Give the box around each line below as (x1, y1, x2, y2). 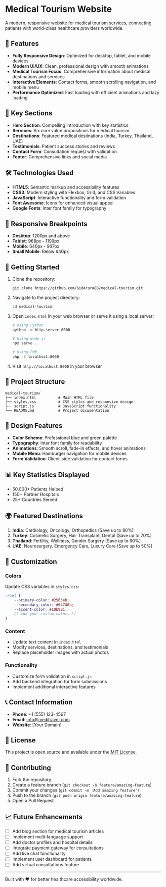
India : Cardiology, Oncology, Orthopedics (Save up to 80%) (12, 527, 134, 533)
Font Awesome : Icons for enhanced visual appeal (12, 200, 114, 206)
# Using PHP (12, 350, 37, 355)
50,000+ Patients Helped (12, 486, 64, 492)
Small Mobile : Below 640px (12, 248, 69, 254)
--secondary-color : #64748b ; (14, 602, 74, 607)
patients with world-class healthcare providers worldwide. (5, 25, 124, 31)
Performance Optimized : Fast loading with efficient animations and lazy (12, 89, 160, 95)
